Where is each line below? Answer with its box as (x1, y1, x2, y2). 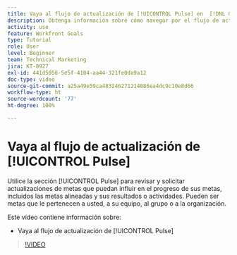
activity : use (7, 23, 49, 30)
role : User (7, 43, 39, 50)
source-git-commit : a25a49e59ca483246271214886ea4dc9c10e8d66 (7, 82, 194, 89)
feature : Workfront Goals (7, 30, 83, 37)
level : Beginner (7, 50, 55, 57)
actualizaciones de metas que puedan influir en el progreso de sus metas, (7, 184, 222, 192)
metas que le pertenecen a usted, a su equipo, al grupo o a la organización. (7, 199, 227, 208)
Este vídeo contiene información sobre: (7, 213, 121, 221)
